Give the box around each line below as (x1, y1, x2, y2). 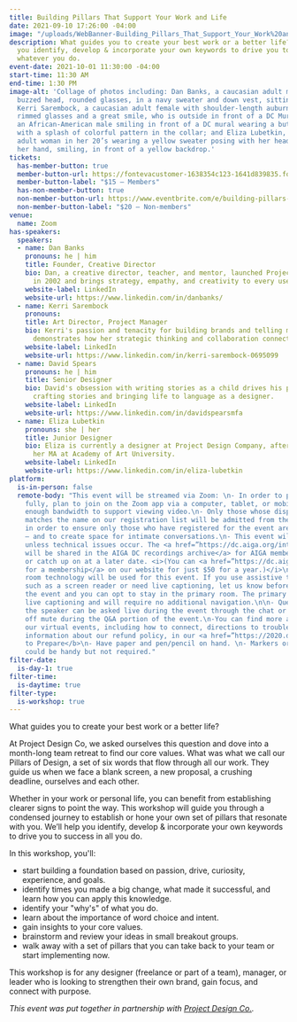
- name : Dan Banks (17, 244, 86, 253)
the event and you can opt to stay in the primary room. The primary (25, 590, 287, 599)
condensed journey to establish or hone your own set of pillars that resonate (9, 812, 287, 823)
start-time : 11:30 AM (9, 71, 89, 80)
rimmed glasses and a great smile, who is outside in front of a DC (17, 112, 275, 121)
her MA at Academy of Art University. (32, 449, 176, 459)
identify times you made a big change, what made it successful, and (21, 884, 271, 895)
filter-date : (9, 656, 57, 665)
